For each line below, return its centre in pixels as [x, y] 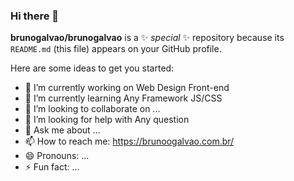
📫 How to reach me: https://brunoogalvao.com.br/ [129, 141]
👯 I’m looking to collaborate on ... [92, 109]
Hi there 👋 [35, 16]
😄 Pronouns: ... [57, 156]
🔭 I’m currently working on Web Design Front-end [127, 88]
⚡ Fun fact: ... [52, 167]
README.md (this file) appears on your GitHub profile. [116, 49]
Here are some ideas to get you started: [92, 68]
